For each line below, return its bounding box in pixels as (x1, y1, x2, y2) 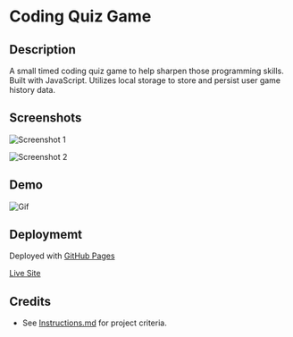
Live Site (9, 268, 41, 279)
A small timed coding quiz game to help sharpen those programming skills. (9, 65, 284, 76)
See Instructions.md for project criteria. (21, 317, 167, 328)
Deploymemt (9, 227, 83, 242)
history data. (9, 85, 56, 95)
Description (9, 42, 76, 57)
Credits (9, 293, 52, 309)
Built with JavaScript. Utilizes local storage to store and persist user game (9, 75, 281, 86)
